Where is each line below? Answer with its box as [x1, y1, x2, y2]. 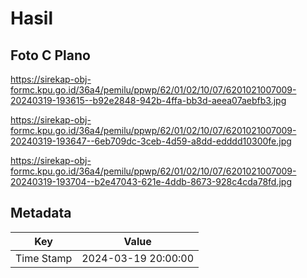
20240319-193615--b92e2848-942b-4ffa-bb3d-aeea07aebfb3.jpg [10, 95, 287, 106]
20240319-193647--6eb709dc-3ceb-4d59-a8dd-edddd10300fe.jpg [10, 135, 292, 147]
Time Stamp [15, 251, 73, 265]
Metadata [10, 205, 72, 222]
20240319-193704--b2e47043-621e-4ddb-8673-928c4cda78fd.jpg [10, 176, 292, 187]
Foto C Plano [10, 47, 91, 64]
